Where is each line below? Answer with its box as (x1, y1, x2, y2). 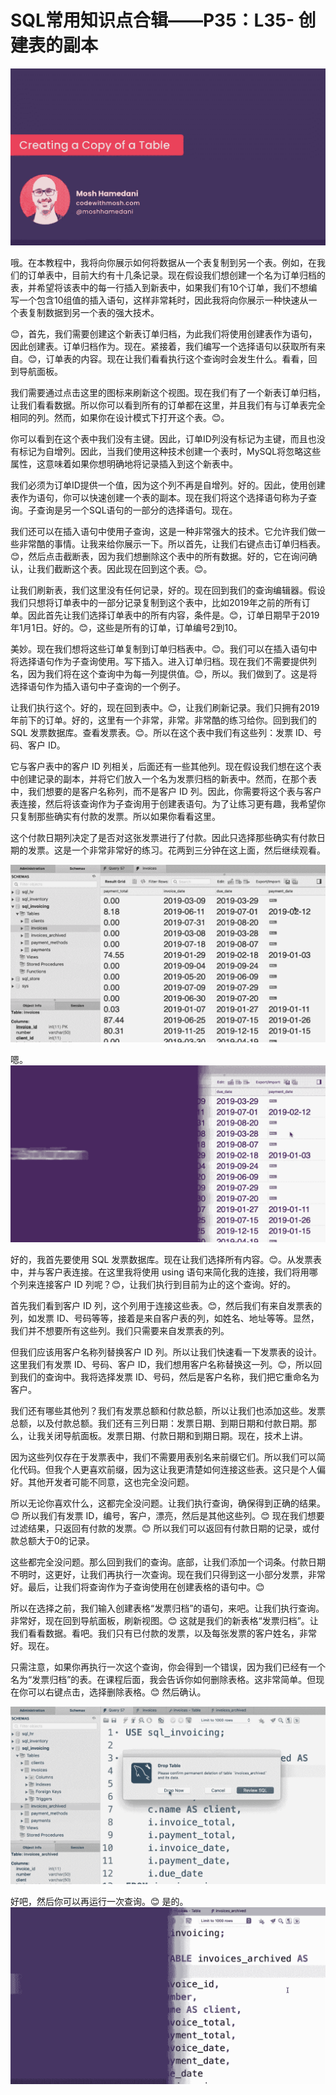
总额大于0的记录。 (18, 1535, 95, 1547)
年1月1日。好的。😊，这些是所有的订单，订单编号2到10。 (10, 622, 243, 634)
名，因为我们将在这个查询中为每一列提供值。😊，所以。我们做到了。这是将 (10, 668, 318, 680)
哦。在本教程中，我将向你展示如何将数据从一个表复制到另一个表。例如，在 (10, 257, 317, 269)
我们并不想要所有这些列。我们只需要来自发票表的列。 (10, 1325, 230, 1337)
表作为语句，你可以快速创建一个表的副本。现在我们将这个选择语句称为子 (10, 492, 308, 504)
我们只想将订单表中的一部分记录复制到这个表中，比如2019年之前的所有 (10, 597, 302, 609)
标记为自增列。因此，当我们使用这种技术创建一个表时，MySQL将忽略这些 (18, 446, 322, 458)
